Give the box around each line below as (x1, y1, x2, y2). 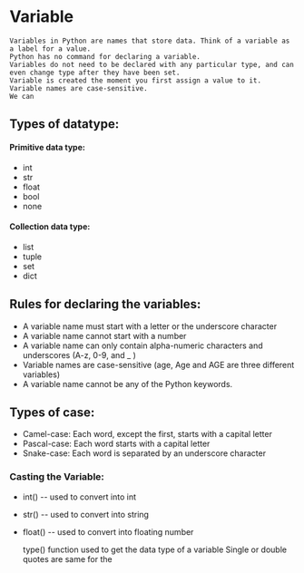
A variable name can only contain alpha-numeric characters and (22, 340, 263, 351)
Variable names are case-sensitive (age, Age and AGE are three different (22, 359, 295, 370)
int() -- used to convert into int (22, 491, 137, 502)
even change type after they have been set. (9, 68, 181, 77)
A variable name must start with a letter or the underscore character (22, 320, 278, 332)
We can (9, 92, 34, 101)
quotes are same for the (22, 553, 113, 564)
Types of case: (9, 404, 95, 420)
